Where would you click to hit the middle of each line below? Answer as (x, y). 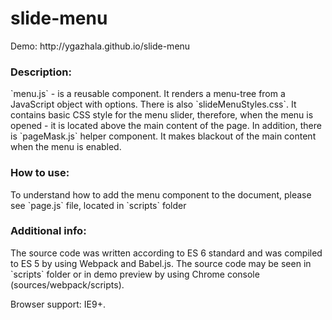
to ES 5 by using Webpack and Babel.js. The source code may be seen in (161, 263)
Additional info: (48, 231)
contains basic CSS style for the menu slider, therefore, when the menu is (162, 115)
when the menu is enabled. (66, 147)
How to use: (40, 173)
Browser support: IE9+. (58, 304)
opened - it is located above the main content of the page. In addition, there (166, 126)
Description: (41, 72)
